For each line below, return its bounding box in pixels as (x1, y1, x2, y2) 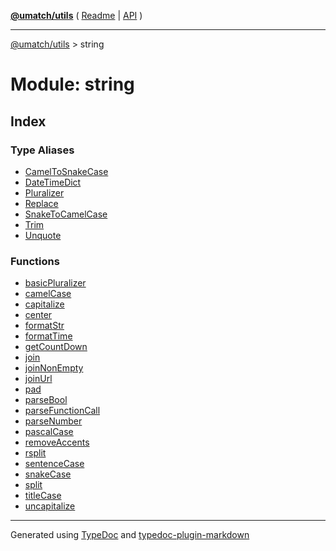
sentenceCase (24, 458, 85, 470)
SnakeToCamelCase (24, 208, 108, 220)
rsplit (24, 447, 47, 459)
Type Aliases (10, 143, 75, 157)
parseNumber (24, 415, 83, 427)
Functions (10, 254, 60, 268)
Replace (24, 197, 59, 209)
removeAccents (24, 436, 90, 449)
